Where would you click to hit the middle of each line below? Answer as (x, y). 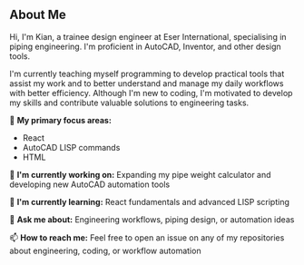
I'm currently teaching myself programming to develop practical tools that (147, 74)
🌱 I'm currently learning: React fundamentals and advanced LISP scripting (150, 201)
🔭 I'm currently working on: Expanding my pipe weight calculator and (140, 174)
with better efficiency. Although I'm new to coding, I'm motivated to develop (151, 93)
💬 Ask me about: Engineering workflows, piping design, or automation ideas (152, 219)
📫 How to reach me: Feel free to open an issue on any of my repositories (147, 237)
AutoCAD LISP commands (71, 147)
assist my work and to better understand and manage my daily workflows (147, 83)
